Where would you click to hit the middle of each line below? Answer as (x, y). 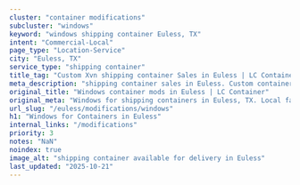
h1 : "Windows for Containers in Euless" (86, 117)
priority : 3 (31, 133)
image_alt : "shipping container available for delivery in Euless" (137, 158)
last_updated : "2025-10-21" (62, 166)
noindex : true (36, 149)
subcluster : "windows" (51, 26)
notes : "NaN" (33, 141)
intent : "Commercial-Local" (62, 42)
